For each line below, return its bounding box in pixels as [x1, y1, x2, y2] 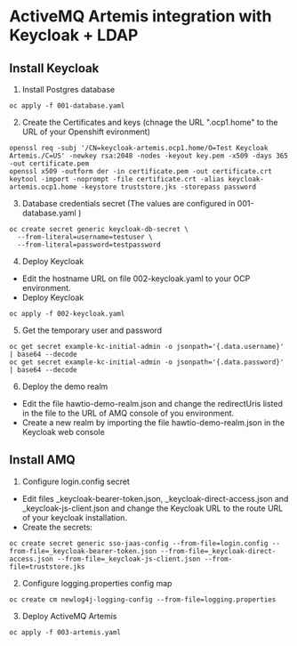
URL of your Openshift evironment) [21, 126, 151, 137]
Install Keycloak [9, 61, 100, 76]
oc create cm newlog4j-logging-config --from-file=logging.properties [9, 594, 277, 604]
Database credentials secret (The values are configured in [21, 198, 236, 208]
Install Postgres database [21, 85, 116, 94]
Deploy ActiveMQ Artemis [21, 610, 117, 621]
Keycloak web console [21, 427, 105, 437]
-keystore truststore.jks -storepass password [80, 182, 256, 191]
